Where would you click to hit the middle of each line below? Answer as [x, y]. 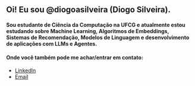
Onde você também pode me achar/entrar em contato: [75, 57]
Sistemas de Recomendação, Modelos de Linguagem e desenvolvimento [98, 37]
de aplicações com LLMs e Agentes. [52, 43]
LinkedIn [25, 71]
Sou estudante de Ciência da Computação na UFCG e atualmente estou [96, 25]
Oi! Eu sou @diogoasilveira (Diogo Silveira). [89, 10]
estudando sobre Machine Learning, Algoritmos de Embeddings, [88, 31]
